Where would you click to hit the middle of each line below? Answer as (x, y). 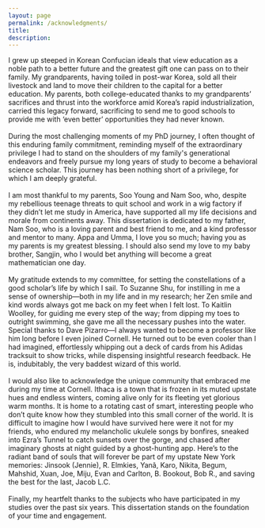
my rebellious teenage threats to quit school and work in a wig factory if (125, 204)
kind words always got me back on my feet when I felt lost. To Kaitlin (120, 305)
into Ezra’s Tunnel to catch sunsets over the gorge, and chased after (119, 440)
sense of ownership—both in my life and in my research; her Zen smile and (131, 297)
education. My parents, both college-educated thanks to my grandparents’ (130, 94)
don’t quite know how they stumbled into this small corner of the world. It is (131, 414)
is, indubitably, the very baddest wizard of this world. (95, 364)
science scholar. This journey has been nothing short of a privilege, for (123, 170)
